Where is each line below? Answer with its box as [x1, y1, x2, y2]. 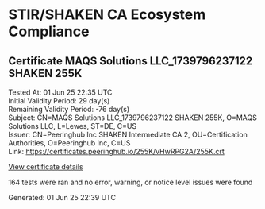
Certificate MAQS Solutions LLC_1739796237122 [8, 54, 253, 68]
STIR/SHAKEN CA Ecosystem [8, 6, 206, 24]
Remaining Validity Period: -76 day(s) [8, 105, 130, 114]
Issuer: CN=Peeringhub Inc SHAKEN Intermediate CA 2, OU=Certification [8, 130, 248, 139]
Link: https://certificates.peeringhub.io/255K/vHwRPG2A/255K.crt [8, 147, 225, 156]
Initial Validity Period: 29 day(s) [8, 96, 110, 105]
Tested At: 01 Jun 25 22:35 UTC [8, 87, 113, 97]
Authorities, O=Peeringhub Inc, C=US [8, 138, 131, 148]
